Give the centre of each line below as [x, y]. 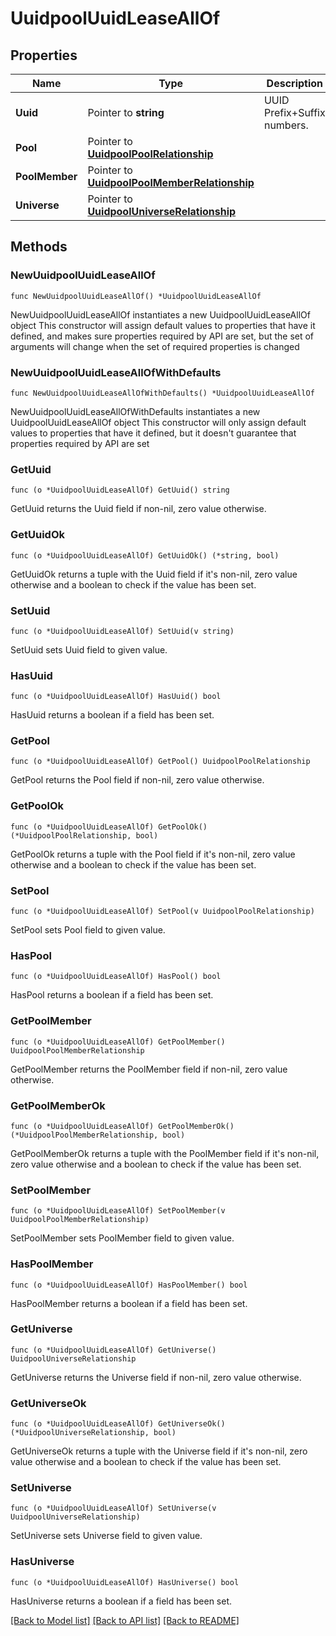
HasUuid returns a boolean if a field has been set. [112, 715]
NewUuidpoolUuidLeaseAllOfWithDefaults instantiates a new [135, 411]
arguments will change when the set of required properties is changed [155, 346]
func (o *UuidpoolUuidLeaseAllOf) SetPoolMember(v [118, 1211]
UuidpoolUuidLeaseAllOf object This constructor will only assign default [158, 422]
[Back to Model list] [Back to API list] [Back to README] [125, 1620]
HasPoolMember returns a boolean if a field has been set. [129, 1303]
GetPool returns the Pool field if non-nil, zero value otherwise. [137, 780]
